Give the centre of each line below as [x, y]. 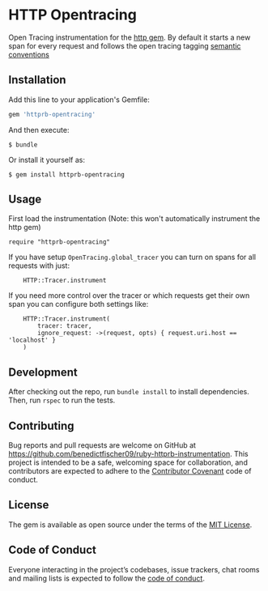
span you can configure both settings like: [79, 304]
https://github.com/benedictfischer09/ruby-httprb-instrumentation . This [128, 454]
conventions [29, 54]
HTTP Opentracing [73, 15]
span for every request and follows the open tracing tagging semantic [125, 45]
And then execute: [39, 130]
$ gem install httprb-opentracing [67, 174]
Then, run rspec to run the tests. [62, 400]
